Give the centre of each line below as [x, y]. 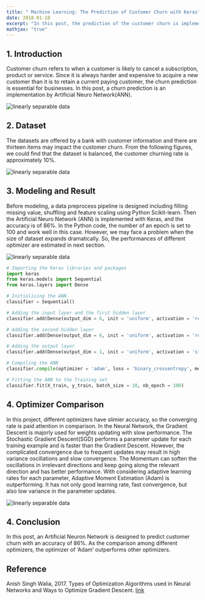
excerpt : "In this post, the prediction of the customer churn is [92, 23]
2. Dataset [26, 126]
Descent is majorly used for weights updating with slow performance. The [99, 432]
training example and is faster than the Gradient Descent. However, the [95, 445]
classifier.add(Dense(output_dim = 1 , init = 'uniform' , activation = [98, 352]
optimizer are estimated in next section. [56, 245]
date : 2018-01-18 [28, 18]
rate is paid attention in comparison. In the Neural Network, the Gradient [97, 426]
